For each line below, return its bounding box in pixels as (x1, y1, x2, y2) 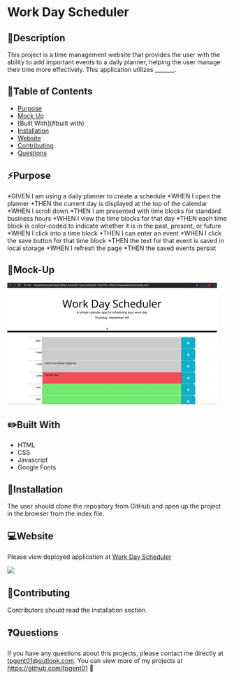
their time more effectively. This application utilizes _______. (7, 66, 177, 73)
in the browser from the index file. (7, 509, 105, 518)
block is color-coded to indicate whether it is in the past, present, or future (7, 221, 221, 230)
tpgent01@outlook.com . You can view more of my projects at (7, 656, 183, 664)
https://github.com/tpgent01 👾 (7, 664, 94, 672)
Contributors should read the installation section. (7, 606, 148, 614)
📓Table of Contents (7, 85, 93, 98)
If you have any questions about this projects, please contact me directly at (7, 649, 224, 657)
